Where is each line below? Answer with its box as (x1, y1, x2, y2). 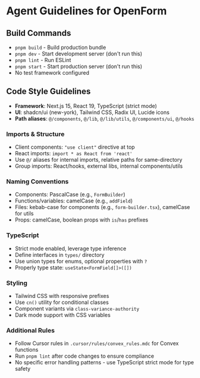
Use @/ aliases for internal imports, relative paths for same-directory (14, 156, 183, 164)
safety (14, 365, 31, 373)
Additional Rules (6, 326, 55, 334)
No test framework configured (14, 69, 90, 76)
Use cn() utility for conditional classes (14, 299, 109, 306)
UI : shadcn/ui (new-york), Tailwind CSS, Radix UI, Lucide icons (14, 109, 170, 116)
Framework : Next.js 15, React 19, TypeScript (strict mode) (14, 102, 157, 109)
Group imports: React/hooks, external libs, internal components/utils (14, 162, 183, 170)
